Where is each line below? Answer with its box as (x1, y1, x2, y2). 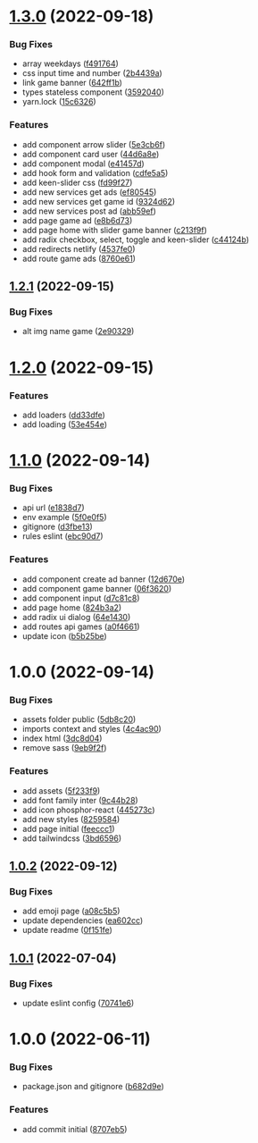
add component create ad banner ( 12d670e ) (21, 574, 186, 584)
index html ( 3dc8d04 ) (21, 733, 103, 744)
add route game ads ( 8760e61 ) (21, 253, 137, 264)
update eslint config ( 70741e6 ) (21, 997, 135, 1008)
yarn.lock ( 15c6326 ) (21, 97, 96, 107)
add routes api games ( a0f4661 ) (21, 621, 140, 632)
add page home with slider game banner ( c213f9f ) (21, 224, 208, 235)
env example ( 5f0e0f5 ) (21, 512, 107, 523)
